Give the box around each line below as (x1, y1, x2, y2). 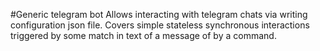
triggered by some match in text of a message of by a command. (10, 30, 277, 41)
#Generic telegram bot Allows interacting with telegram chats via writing (10, 9, 308, 20)
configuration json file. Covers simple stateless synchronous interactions (10, 19, 310, 31)
